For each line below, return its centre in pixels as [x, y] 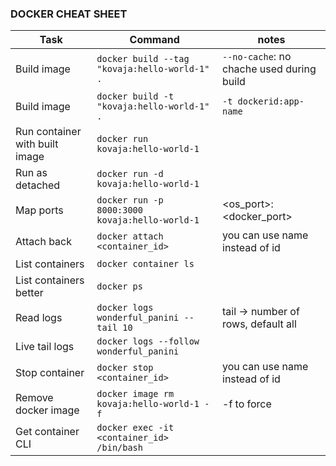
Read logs [39, 318]
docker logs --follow [148, 341]
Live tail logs [45, 347]
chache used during [269, 69]
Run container [48, 132]
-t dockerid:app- [263, 101]
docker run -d [130, 174]
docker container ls [145, 264]
